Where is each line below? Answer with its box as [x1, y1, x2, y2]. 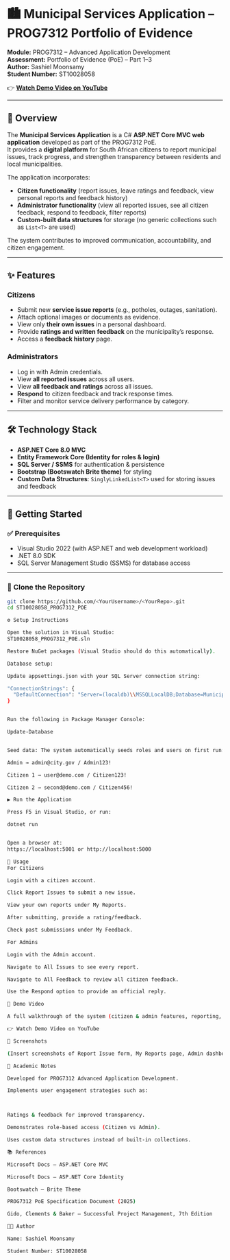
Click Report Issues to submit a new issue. [7, 889, 136, 896]
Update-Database [7, 729, 53, 736]
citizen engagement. [7, 243, 65, 252]
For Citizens [7, 864, 44, 871]
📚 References [7, 1148, 47, 1156]
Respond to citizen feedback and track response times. [16, 389, 174, 398]
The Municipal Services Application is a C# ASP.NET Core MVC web [7, 130, 205, 138]
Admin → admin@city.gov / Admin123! [7, 759, 112, 766]
